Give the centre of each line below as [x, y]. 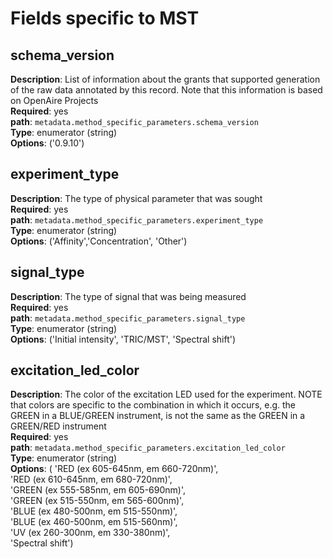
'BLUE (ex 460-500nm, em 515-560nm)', [94, 522]
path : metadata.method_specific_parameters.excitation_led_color [148, 448]
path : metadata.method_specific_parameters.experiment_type [137, 219]
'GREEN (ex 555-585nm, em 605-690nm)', [98, 490]
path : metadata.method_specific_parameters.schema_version [134, 121]
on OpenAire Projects [54, 100]
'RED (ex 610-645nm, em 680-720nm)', [91, 479]
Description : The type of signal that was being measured [128, 296]
